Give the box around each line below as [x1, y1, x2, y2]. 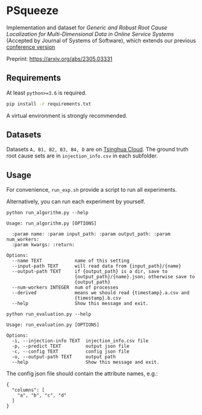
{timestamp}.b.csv [74, 295, 121, 301]
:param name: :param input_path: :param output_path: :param [12, 231, 171, 237]
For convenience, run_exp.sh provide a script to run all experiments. [6, 186, 177, 193]
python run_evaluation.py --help [6, 311, 92, 317]
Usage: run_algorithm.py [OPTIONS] [6, 220, 97, 226]
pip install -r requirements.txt [6, 101, 92, 107]
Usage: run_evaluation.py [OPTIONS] [6, 322, 99, 328]
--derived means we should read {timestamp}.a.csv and [12, 290, 190, 296]
